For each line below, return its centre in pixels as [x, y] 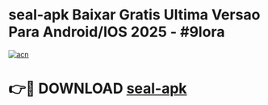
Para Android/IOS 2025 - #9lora [117, 32]
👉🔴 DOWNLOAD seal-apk [98, 88]
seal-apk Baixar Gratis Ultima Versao [134, 15]
